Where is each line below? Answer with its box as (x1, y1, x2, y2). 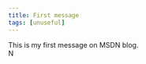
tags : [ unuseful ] (8, 19, 66, 27)
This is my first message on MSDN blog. (8, 40, 139, 49)
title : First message (8, 11, 80, 20)
